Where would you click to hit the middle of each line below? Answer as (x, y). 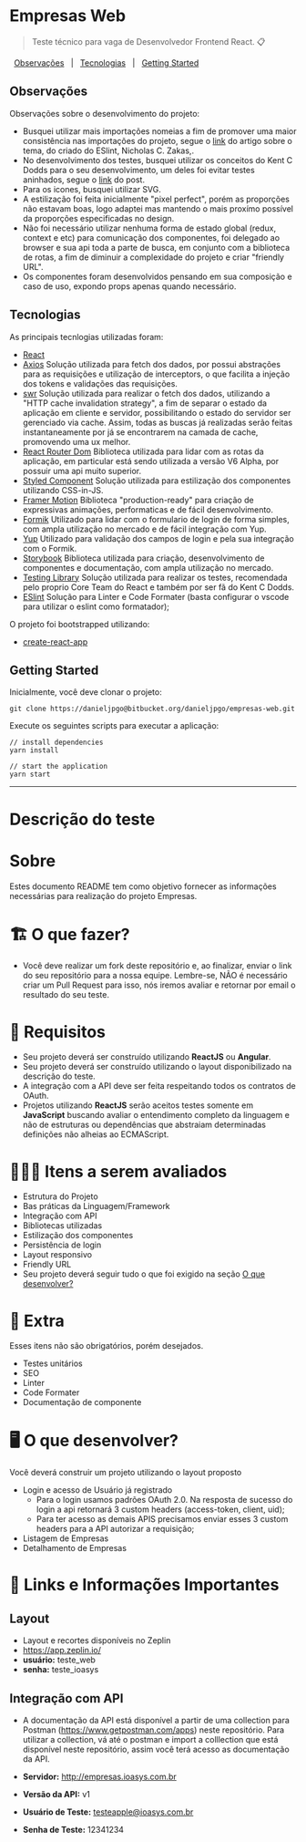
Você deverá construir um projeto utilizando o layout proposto (126, 1473)
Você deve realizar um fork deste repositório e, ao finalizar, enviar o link (157, 966)
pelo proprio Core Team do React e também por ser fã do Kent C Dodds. (158, 587)
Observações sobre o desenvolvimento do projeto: (105, 113)
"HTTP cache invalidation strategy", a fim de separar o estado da (144, 403)
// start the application (58, 767)
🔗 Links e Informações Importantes (144, 1585)
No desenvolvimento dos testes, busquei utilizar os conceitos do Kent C (158, 160)
